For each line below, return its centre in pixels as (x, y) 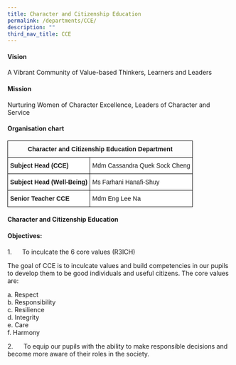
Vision (17, 56)
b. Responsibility (32, 302)
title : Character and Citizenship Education (74, 14)
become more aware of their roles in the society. (79, 354)
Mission (20, 89)
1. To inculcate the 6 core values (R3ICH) (71, 252)
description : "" (31, 27)
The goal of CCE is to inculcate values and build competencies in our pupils (118, 265)
